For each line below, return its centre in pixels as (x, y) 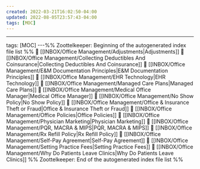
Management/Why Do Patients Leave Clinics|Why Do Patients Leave (90, 153)
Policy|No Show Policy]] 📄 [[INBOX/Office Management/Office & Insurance (98, 103)
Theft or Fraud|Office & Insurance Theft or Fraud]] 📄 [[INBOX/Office (89, 109)
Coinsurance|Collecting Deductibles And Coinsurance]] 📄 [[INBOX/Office (96, 64)
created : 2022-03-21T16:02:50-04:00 (51, 12)
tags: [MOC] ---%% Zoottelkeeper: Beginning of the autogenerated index (96, 45)
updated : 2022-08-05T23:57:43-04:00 (51, 17)
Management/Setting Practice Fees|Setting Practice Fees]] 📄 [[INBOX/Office (100, 147)
